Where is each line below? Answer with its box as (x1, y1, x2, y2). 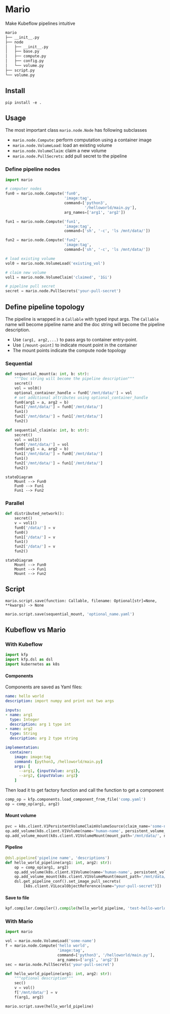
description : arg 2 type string (10, 736, 78, 741)
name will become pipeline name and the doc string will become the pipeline (5, 322, 165, 328)
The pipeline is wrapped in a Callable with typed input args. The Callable (5, 316, 159, 322)
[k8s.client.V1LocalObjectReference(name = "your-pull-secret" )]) (23, 884, 162, 889)
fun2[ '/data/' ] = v (14, 544, 56, 549)
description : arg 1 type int (10, 722, 71, 727)
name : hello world (5, 694, 44, 699)
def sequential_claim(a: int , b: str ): (5, 427, 90, 433)
